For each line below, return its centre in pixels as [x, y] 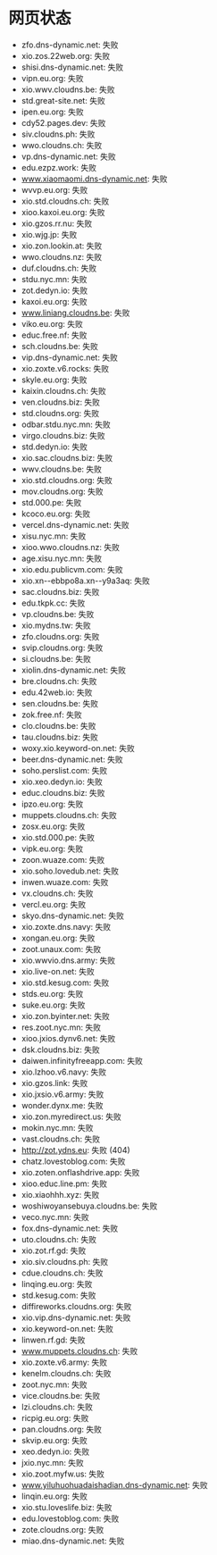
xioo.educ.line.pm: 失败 [64, 1183]
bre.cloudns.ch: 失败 [59, 681]
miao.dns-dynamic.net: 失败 [73, 1541]
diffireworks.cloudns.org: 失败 [76, 1306]
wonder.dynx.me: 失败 [62, 1105]
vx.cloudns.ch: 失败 [57, 893]
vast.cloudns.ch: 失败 [61, 1139]
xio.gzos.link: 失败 [54, 1083]
